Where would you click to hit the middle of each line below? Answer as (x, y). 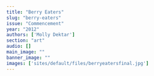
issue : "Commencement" (35, 23)
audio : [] (19, 47)
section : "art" (26, 40)
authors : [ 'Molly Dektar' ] (41, 35)
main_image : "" (26, 52)
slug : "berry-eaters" (34, 18)
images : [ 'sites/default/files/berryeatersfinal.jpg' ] (78, 63)
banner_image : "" (28, 58)
